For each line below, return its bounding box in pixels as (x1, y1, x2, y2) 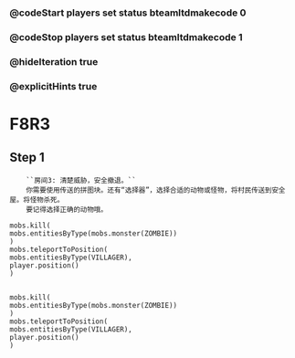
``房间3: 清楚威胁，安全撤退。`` (26, 175, 137, 184)
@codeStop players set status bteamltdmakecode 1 (9, 30, 244, 43)
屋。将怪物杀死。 (9, 195, 65, 205)
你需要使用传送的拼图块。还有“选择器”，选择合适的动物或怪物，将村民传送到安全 (26, 185, 286, 195)
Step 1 (9, 150, 46, 165)
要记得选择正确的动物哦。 (26, 205, 108, 214)
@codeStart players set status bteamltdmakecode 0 (9, 6, 247, 19)
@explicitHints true (9, 79, 98, 92)
